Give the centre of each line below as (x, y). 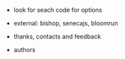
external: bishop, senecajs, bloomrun (66, 23)
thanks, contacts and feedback (57, 36)
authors (24, 50)
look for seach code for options (58, 10)
